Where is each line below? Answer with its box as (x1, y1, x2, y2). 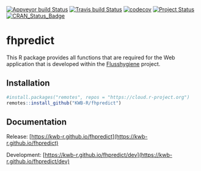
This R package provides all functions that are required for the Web (6, 54, 175, 61)
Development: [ (6, 151, 45, 159)
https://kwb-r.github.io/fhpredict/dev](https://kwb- (45, 151, 173, 159)
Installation (6, 78, 50, 89)
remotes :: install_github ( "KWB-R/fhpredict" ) (6, 100, 122, 106)
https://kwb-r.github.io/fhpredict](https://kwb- (31, 133, 148, 140)
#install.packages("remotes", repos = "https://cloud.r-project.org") (6, 94, 190, 100)
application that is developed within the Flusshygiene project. (6, 60, 161, 67)
